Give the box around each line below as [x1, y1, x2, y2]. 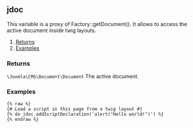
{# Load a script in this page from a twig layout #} [7, 106, 143, 112]
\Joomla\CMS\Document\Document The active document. [7, 73, 139, 80]
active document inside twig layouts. [7, 27, 97, 34]
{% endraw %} [7, 117, 39, 123]
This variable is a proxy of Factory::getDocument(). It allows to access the [7, 20, 188, 27]
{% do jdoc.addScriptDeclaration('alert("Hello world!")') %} [7, 111, 164, 117]
